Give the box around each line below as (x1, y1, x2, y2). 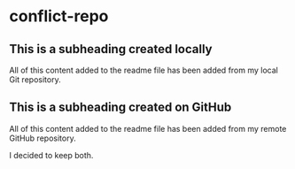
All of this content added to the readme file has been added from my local (9, 65, 279, 75)
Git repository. (9, 74, 61, 85)
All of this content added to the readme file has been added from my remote (9, 123, 287, 134)
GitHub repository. (9, 133, 77, 143)
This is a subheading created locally (9, 42, 213, 57)
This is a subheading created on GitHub (9, 100, 232, 115)
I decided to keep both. (9, 150, 94, 160)
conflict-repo (9, 6, 109, 27)
